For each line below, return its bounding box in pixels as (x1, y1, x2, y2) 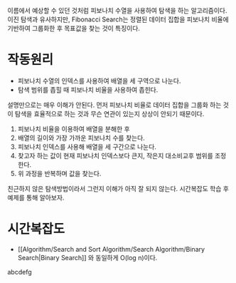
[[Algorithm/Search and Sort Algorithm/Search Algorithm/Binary (17, 245, 205, 253)
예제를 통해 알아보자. (7, 193, 65, 202)
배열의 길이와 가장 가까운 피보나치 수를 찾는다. (17, 133, 146, 142)
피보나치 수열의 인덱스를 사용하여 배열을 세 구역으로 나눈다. (17, 76, 181, 85)
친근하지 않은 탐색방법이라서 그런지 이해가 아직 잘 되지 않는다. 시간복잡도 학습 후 (7, 184, 230, 192)
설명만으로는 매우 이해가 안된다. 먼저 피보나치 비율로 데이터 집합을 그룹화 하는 (7, 101, 222, 109)
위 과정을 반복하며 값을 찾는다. (17, 169, 102, 177)
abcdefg (7, 267, 32, 276)
